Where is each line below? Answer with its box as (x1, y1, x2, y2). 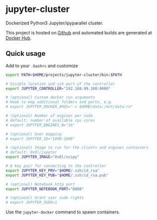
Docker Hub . (5, 35, 32, 41)
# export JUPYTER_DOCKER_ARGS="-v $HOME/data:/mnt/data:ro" (5, 104, 134, 109)
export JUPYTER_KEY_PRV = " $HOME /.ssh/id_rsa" (5, 168, 100, 173)
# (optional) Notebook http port (5, 182, 75, 187)
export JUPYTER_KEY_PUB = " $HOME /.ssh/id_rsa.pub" (5, 173, 109, 178)
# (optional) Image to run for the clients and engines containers (5, 145, 149, 150)
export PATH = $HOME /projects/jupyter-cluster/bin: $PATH (5, 72, 122, 77)
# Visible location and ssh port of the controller (5, 81, 115, 86)
